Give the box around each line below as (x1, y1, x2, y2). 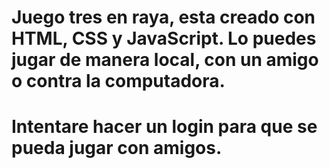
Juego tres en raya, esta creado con (11, 6, 316, 29)
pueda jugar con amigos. (11, 137, 223, 160)
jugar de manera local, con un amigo (11, 49, 319, 71)
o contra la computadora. (11, 70, 226, 93)
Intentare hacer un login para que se (11, 116, 318, 138)
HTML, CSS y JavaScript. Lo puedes (11, 27, 317, 50)
